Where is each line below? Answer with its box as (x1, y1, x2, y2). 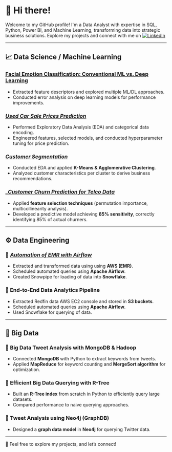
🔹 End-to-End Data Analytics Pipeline (5, 287, 100, 294)
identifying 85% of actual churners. (12, 216, 88, 222)
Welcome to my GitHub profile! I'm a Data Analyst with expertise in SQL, (5, 21, 157, 28)
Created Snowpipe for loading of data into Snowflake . (12, 274, 127, 280)
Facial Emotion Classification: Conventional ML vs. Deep (5, 71, 148, 78)
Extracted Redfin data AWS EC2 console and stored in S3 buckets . (12, 298, 154, 304)
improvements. (12, 99, 45, 105)
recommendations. (12, 176, 53, 182)
